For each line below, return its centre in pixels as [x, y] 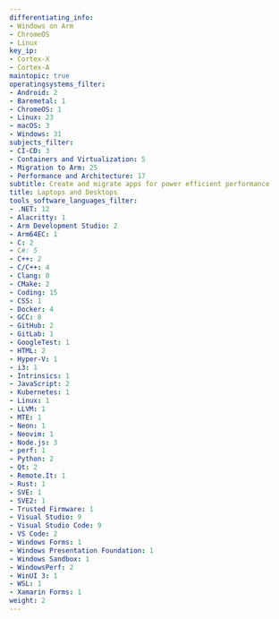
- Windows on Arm [42, 26]
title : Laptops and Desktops [63, 193]
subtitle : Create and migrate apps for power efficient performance [139, 185]
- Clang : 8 [30, 276]
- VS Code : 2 [34, 534]
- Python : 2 [31, 459]
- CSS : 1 [25, 301]
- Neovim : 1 [31, 434]
